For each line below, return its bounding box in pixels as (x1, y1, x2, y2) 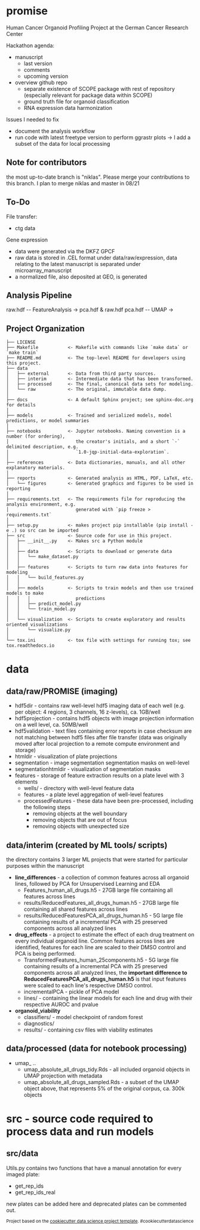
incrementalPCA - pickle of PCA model (23, 988, 119, 995)
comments (23, 66, 50, 73)
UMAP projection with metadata (23, 1072, 103, 1079)
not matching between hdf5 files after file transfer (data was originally (14, 734, 187, 741)
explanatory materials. (6, 465, 66, 471)
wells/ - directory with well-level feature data (23, 785, 134, 792)
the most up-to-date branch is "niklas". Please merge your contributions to (6, 173, 190, 180)
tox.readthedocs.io (6, 642, 55, 649)
